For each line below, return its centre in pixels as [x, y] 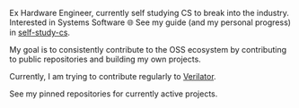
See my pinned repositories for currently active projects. [114, 94]
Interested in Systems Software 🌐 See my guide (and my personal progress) [150, 22]
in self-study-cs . [40, 32]
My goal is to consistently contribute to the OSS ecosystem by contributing [148, 50]
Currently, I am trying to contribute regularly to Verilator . [113, 76]
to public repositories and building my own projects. [106, 59]
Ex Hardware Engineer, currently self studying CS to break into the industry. [149, 13]
